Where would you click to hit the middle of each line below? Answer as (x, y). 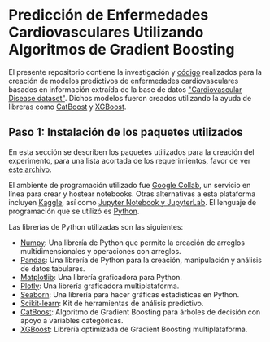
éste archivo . (30, 169)
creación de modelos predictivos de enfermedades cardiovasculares (124, 81)
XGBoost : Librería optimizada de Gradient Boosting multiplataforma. (134, 329)
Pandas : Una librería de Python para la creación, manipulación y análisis (141, 260)
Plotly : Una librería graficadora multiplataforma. (100, 286)
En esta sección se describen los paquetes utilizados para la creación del (131, 151)
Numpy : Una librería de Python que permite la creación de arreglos (133, 243)
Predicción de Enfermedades (109, 15)
